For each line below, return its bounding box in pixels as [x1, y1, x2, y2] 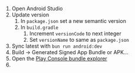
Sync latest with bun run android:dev [11, 42, 103, 49]
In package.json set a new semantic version [20, 18, 127, 24]
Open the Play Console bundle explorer [11, 55, 107, 62]
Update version [11, 11, 50, 18]
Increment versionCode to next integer [29, 30, 122, 37]
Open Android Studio [11, 5, 63, 12]
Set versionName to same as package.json [29, 36, 130, 43]
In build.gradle [20, 24, 59, 31]
